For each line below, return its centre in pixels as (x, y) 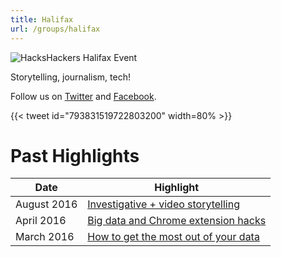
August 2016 (46, 204)
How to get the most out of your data (173, 237)
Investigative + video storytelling (164, 204)
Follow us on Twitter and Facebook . (83, 96)
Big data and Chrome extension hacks (177, 221)
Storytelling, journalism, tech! (70, 77)
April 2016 (41, 221)
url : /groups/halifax (55, 29)
